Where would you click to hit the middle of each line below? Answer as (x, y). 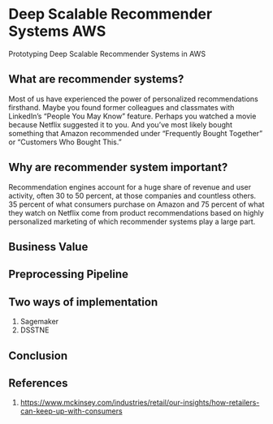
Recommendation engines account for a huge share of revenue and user (130, 186)
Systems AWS (57, 31)
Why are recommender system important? (118, 167)
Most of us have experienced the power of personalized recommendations (133, 99)
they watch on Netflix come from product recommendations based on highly (136, 212)
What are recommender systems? (96, 79)
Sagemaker (39, 322)
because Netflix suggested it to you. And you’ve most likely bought (121, 124)
